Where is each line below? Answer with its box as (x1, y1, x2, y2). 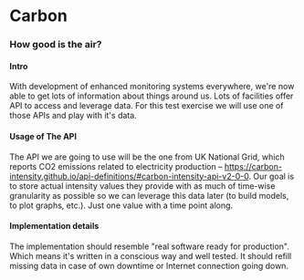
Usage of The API (9, 130, 78, 141)
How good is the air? (9, 38, 102, 51)
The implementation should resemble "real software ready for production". (9, 241, 289, 252)
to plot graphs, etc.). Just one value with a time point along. (9, 200, 234, 211)
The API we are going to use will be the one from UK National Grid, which (9, 151, 285, 162)
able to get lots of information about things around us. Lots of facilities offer (9, 90, 294, 101)
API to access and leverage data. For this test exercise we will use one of (9, 100, 284, 111)
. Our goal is (248, 171, 295, 181)
